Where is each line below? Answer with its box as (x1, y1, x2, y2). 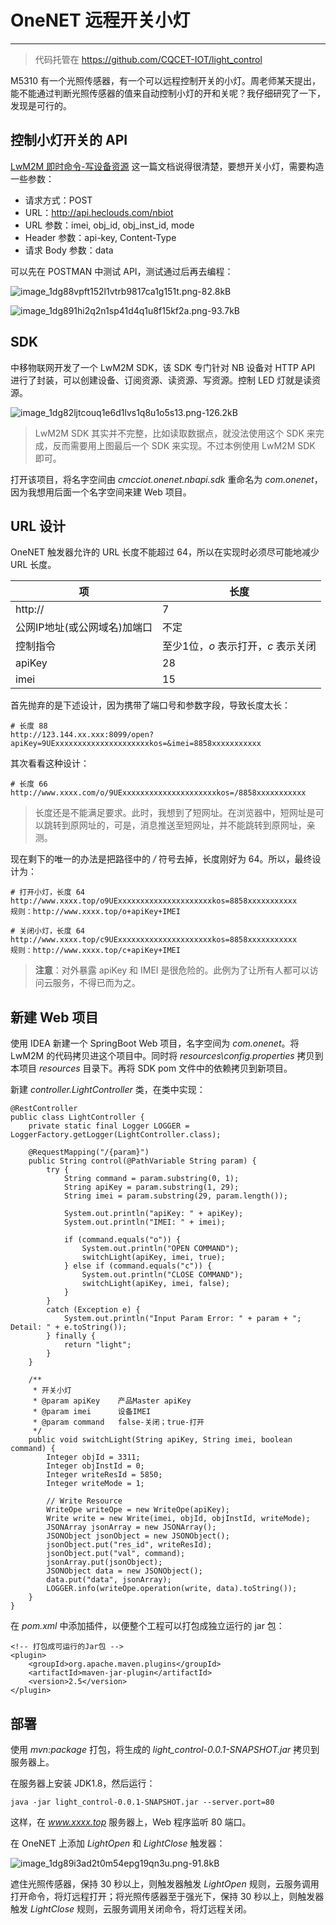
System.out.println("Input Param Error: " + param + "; (63, 1314, 302, 1324)
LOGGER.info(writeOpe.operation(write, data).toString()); (46, 1584, 298, 1594)
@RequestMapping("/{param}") (28, 1147, 150, 1158)
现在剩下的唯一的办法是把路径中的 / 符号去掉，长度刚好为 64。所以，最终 (10, 853, 313, 865)
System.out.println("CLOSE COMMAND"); (81, 1270, 244, 1280)
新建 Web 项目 (10, 1009, 99, 1026)
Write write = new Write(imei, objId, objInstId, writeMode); (46, 1514, 311, 1524)
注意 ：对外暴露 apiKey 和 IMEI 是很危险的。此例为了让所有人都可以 (34, 964, 310, 976)
